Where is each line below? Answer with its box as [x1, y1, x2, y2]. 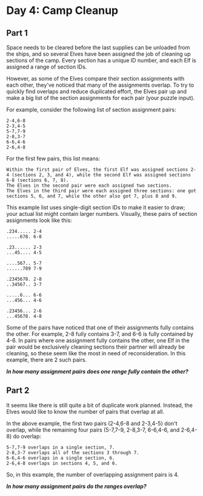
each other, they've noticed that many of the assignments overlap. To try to [6, 81, 195, 89]
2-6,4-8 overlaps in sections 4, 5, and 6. [6, 460, 118, 466]
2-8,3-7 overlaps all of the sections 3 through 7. [6, 449, 139, 455]
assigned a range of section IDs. [6, 63, 87, 70]
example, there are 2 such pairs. [6, 356, 87, 363]
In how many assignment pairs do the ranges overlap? [6, 483, 147, 490]
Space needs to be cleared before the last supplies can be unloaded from [6, 44, 190, 51]
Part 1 [6, 28, 28, 38]
